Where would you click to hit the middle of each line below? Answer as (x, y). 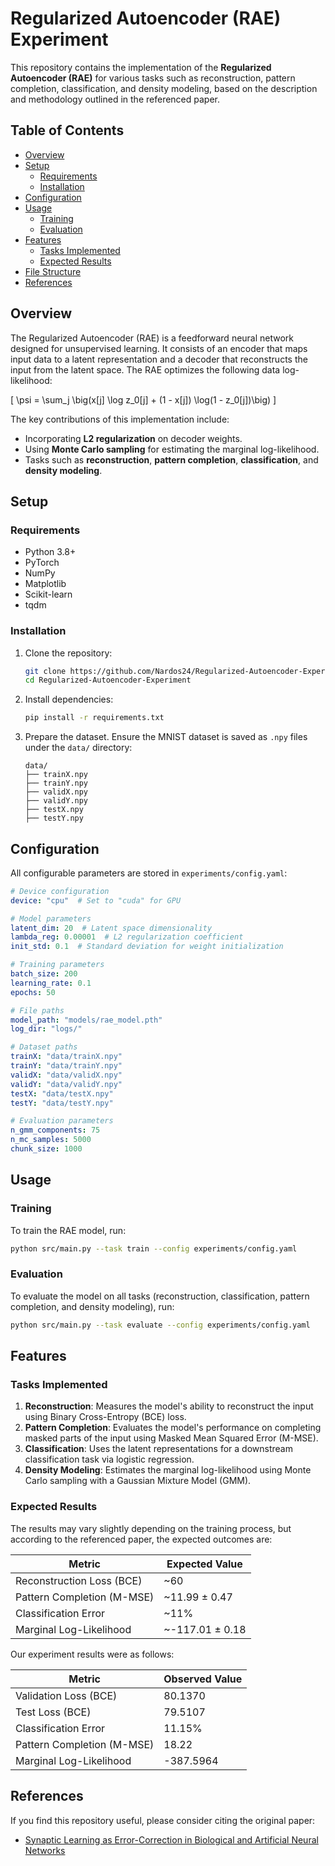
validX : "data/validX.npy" (66, 1075)
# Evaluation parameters (62, 1121)
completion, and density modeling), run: (92, 1306)
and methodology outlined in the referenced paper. (115, 99)
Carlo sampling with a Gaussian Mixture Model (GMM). (138, 1481)
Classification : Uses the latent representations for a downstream (158, 1449)
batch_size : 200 (44, 974)
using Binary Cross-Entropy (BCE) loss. (105, 1417)
